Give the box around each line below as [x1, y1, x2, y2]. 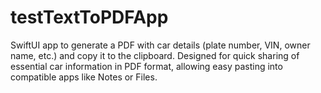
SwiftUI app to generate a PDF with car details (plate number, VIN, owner [10, 39, 311, 51]
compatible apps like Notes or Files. [10, 71, 158, 83]
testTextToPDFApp [10, 6, 169, 29]
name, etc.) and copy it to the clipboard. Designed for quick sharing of [10, 49, 300, 61]
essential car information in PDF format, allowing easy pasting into [10, 60, 283, 72]
